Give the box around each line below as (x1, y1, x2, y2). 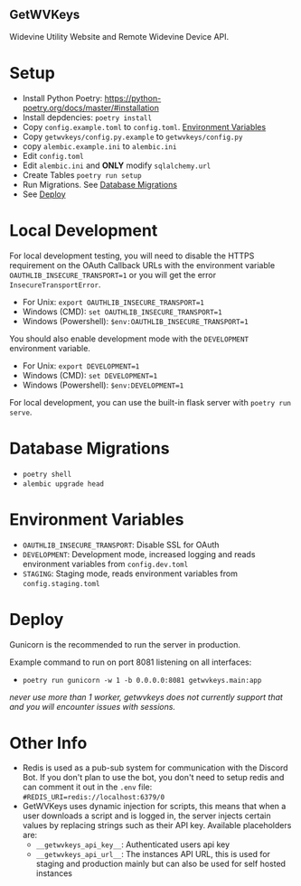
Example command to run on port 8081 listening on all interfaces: (9, 657, 252, 667)
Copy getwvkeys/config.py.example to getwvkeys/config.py (22, 131, 243, 142)
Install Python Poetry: (22, 92, 103, 103)
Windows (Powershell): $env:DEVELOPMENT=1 (22, 379, 184, 390)
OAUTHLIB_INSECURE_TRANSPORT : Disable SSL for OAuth (22, 539, 220, 550)
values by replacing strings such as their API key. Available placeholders (22, 820, 292, 831)
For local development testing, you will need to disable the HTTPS (9, 250, 255, 261)
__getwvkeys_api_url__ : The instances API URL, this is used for (35, 849, 271, 860)
